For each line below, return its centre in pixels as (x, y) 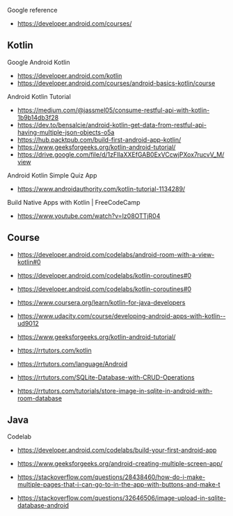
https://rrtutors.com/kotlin (54, 350)
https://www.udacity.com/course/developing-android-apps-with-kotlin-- (121, 315)
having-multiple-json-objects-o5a (66, 132)
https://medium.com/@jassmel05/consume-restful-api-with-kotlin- (113, 110)
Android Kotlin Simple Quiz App (52, 175)
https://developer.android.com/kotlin (70, 75)
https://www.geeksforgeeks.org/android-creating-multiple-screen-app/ (120, 464)
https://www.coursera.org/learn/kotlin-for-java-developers (101, 302)
